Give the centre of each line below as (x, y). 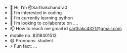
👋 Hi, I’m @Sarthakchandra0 (39, 8)
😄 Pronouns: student (31, 41)
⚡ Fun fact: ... (23, 46)
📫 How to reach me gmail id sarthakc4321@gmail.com (66, 28)
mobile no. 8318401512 (33, 35)
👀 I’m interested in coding (36, 13)
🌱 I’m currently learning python (41, 18)
